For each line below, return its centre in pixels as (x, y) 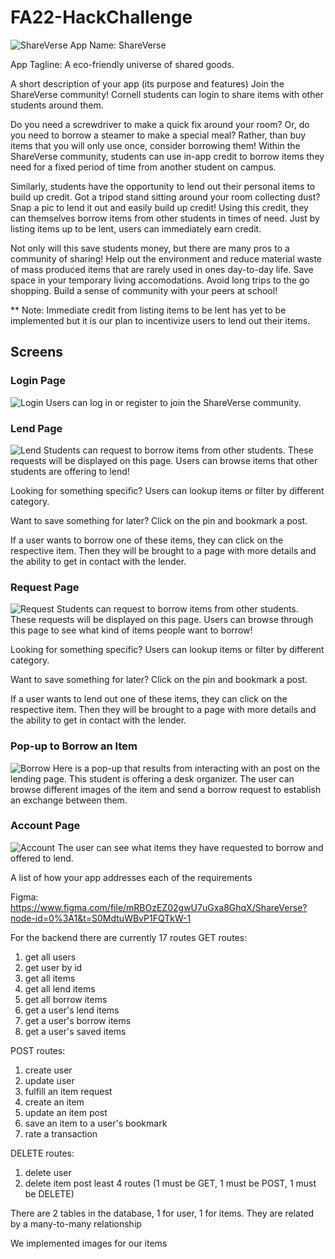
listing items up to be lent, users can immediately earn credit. (136, 228)
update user (49, 1080)
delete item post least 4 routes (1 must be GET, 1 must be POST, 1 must (170, 1183)
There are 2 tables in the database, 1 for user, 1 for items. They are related (162, 1213)
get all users (50, 957)
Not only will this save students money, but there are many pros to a (150, 248)
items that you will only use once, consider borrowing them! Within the (155, 145)
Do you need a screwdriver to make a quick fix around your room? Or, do (160, 124)
